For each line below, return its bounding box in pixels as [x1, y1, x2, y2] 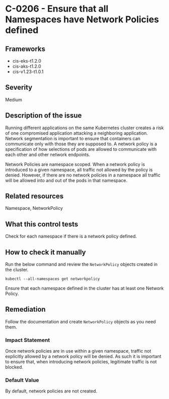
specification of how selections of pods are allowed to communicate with [5, 146, 157, 152]
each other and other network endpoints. [5, 151, 91, 157]
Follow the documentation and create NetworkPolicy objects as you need [5, 318, 156, 324]
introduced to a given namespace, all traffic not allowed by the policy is [5, 166, 153, 173]
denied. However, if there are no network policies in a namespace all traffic [5, 172, 161, 178]
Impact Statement [5, 336, 50, 344]
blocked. [5, 364, 24, 370]
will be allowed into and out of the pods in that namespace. [5, 177, 128, 183]
